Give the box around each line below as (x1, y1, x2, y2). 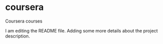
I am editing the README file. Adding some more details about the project (5, 27, 158, 33)
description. (5, 33, 30, 39)
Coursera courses (5, 18, 43, 24)
